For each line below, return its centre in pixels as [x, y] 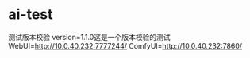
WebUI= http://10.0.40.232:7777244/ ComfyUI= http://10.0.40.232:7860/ [125, 45]
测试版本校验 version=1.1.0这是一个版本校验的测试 [89, 37]
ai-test [31, 14]
